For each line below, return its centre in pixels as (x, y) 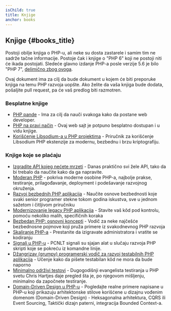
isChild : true (21, 10)
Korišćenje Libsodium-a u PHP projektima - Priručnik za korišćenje (83, 136)
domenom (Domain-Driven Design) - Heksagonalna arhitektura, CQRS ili (89, 297)
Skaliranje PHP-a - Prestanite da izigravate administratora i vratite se (85, 232)
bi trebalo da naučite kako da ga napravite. (58, 172)
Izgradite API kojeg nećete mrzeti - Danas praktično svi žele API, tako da (89, 166)
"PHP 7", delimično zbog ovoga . (39, 69)
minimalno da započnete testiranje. (50, 281)
